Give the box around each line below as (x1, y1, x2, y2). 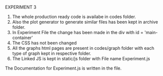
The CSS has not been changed (12, 40, 77, 46)
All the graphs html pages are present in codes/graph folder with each (12, 45, 155, 51)
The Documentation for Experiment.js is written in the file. (5, 65, 122, 71)
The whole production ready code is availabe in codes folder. (12, 14, 136, 19)
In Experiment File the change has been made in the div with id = (12, 30, 144, 35)
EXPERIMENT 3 (5, 4, 37, 10)
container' (12, 35, 33, 40)
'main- (144, 30, 158, 35)
